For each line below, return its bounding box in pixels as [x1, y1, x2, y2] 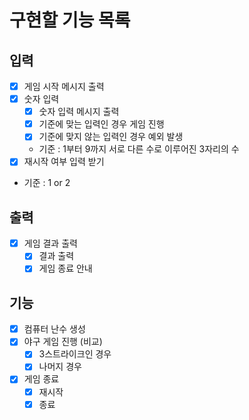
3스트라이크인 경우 [38, 348, 112, 360]
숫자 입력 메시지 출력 [38, 106, 120, 118]
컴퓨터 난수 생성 [23, 323, 86, 335]
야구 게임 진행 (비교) [23, 336, 103, 348]
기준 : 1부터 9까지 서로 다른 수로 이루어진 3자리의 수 [38, 143, 240, 155]
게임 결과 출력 [23, 237, 78, 250]
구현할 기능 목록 [9, 9, 131, 32]
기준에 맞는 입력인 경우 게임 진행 [38, 118, 165, 130]
